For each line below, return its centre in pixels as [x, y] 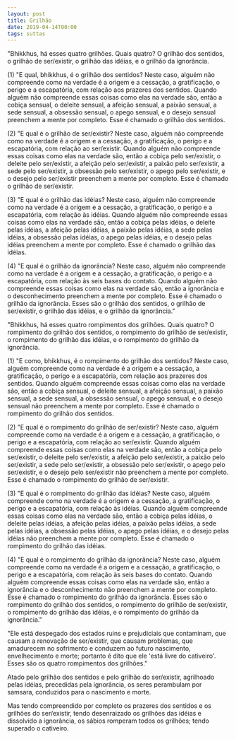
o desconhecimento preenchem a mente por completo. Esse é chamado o [115, 296]
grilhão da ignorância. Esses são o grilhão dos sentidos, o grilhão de [106, 304]
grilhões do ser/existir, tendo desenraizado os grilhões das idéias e [105, 714]
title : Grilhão [30, 20]
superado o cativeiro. [38, 728]
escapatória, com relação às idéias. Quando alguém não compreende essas [117, 215]
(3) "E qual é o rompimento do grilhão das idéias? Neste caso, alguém [108, 493]
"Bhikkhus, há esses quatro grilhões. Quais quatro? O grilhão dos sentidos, [116, 54]
